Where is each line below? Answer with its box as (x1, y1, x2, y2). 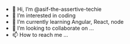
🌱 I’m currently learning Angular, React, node (11, 18, 124, 25)
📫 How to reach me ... (11, 32, 68, 38)
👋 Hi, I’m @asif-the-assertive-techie (11, 6, 102, 12)
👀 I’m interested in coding (11, 12, 76, 19)
